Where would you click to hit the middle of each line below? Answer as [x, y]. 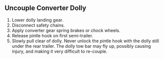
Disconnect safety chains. [38, 25]
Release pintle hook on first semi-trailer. [52, 35]
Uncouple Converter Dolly [45, 8]
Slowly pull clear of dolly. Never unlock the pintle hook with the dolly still [85, 41]
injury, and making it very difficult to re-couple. [60, 51]
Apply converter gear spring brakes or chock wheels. [66, 30]
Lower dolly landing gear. [38, 20]
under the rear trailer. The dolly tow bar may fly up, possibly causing [81, 46]
